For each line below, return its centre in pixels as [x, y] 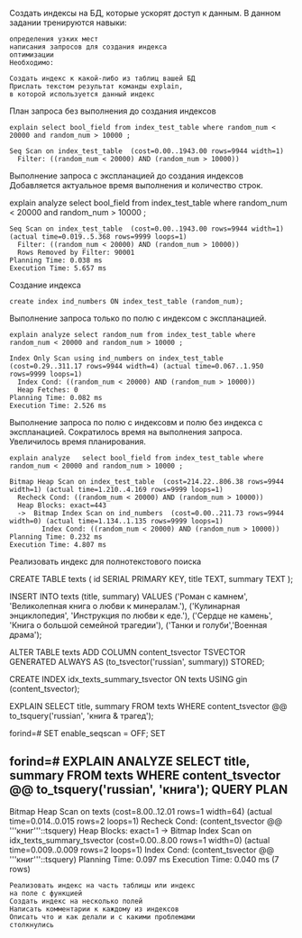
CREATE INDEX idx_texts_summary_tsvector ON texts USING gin [128, 679]
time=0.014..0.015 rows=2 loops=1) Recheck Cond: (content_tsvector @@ [146, 821]
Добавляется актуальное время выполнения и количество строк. [136, 185]
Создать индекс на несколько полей [76, 901]
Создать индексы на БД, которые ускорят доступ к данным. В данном [145, 13]
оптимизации [32, 55]
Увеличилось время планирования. [78, 442]
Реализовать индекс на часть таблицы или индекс [102, 885]
